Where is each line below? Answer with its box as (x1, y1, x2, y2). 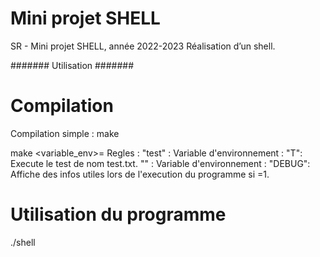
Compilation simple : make (10, 127, 120, 139)
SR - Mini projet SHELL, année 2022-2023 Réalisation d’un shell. (10, 40, 276, 52)
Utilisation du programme (10, 203, 227, 226)
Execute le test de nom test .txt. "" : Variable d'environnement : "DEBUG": (10, 157, 311, 169)
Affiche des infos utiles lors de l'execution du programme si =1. (10, 168, 270, 180)
